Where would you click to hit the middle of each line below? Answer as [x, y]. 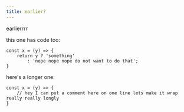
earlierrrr [17, 28]
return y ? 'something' [46, 56]
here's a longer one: [30, 77]
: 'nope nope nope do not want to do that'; [83, 61]
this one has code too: [33, 39]
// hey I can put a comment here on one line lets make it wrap [97, 93]
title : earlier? [26, 11]
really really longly [33, 98]
